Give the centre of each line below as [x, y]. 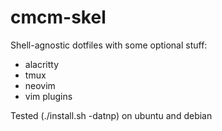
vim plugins [48, 96]
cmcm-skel [58, 17]
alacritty [42, 64]
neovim [40, 85]
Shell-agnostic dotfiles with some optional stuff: [109, 45]
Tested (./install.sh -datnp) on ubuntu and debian [111, 115]
